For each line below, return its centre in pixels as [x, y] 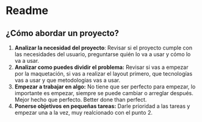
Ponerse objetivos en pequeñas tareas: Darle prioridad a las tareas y [102, 106]
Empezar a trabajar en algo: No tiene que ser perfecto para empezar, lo [105, 87]
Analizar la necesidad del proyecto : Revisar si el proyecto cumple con [103, 48]
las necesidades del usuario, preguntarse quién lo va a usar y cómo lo [103, 54]
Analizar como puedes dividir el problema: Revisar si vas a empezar [101, 67]
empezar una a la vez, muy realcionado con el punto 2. [84, 113]
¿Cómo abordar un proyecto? [63, 33]
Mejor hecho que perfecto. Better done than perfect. [81, 99]
